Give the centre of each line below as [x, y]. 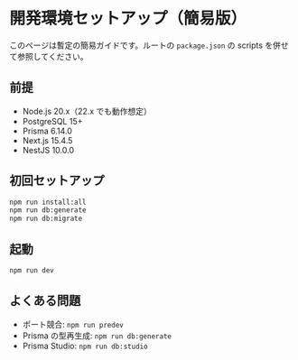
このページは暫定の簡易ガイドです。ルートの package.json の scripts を [141, 45]
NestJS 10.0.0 [48, 150]
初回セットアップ [57, 181]
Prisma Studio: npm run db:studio [85, 346]
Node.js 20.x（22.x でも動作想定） [87, 111]
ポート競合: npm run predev [73, 324]
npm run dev [32, 271]
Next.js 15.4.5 [47, 140]
